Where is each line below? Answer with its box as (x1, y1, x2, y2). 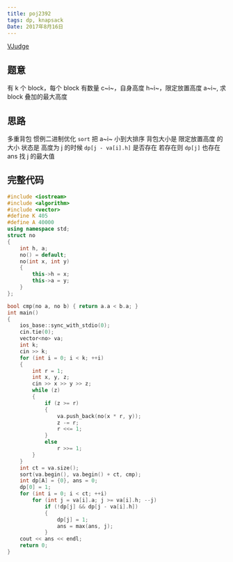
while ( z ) (32, 387, 61, 394)
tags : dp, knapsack (7, 17, 64, 24)
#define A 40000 (7, 219, 54, 226)
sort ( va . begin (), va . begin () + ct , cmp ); (19, 471, 141, 478)
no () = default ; (19, 251, 67, 258)
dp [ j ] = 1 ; (56, 516, 89, 523)
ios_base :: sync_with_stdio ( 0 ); (19, 322, 111, 329)
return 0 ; (19, 542, 49, 549)
